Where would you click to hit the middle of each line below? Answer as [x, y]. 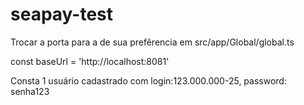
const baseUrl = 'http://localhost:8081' [90, 61]
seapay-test [62, 14]
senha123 [30, 91]
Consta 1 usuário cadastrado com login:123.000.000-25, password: [148, 80]
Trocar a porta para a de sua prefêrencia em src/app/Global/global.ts [152, 42]
